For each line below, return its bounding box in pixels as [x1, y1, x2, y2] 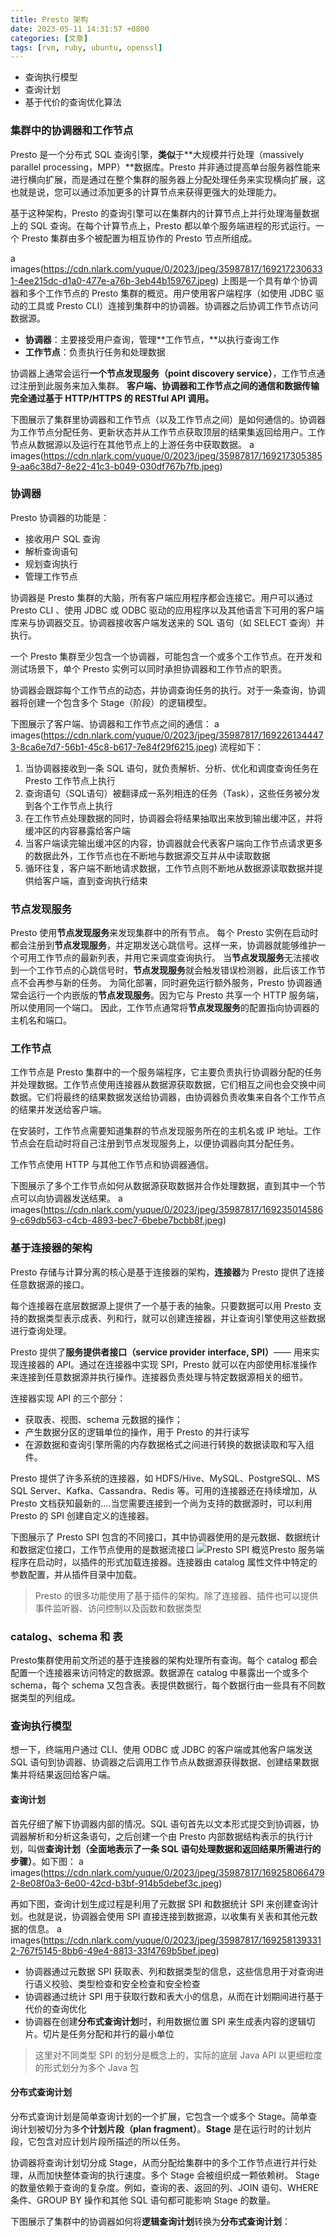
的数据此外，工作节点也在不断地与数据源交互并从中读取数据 [24, 849, 271, 861]
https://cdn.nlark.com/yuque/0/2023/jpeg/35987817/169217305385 [43, 449, 323, 461]
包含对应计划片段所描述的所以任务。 [36, 2135, 186, 2147]
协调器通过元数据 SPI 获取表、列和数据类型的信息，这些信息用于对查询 [24, 1965, 316, 1977]
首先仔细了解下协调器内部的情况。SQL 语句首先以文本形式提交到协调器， [10, 1817, 311, 1830]
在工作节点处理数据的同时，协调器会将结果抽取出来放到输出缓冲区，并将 [24, 812, 323, 824]
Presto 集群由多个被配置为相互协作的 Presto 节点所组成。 [21, 232, 258, 244]
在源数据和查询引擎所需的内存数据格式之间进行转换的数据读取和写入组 [24, 1438, 315, 1450]
